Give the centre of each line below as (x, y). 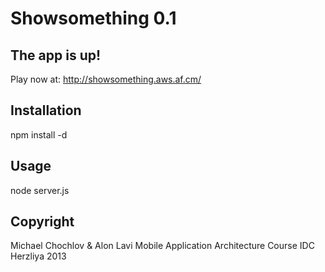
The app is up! (56, 55)
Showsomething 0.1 (93, 18)
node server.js (40, 190)
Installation (46, 110)
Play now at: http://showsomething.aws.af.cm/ (106, 79)
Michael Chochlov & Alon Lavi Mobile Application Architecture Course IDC (162, 246)
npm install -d (39, 134)
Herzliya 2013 (38, 256)
